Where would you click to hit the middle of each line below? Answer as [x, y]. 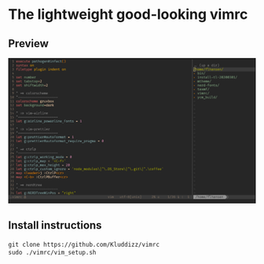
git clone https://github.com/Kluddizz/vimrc [84, 244]
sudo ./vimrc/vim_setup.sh [52, 252]
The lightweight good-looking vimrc [128, 15]
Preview [29, 44]
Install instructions [55, 225]
